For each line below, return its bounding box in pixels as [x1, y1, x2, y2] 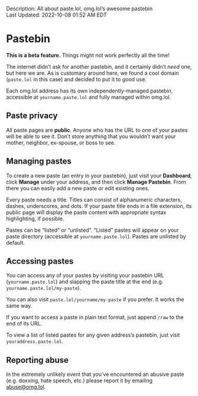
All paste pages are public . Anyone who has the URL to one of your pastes [6, 126, 188, 133]
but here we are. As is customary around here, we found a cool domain [6, 69, 179, 76]
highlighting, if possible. [6, 215, 64, 222]
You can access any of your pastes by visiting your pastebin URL [6, 272, 164, 279]
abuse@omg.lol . [6, 384, 46, 391]
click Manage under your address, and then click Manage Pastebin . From [6, 178, 186, 186]
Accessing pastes [6, 256, 74, 266]
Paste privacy [6, 111, 58, 121]
